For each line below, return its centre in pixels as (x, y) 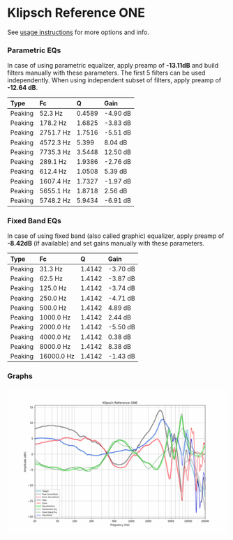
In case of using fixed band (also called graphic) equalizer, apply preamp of (116, 236)
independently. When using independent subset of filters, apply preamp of (114, 80)
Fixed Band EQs (34, 220)
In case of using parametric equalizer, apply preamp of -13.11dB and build (113, 66)
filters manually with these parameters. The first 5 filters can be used (106, 73)
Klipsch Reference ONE (76, 13)
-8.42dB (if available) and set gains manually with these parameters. (106, 243)
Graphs (20, 376)
